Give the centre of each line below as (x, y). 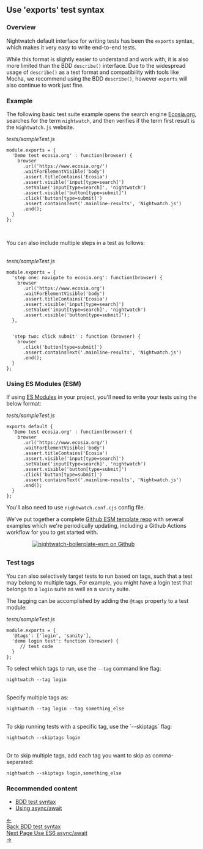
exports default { (30, 427)
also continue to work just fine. (45, 85)
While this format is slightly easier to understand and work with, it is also (98, 59)
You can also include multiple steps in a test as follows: (76, 242)
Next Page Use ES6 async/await (47, 833)
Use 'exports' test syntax (55, 10)
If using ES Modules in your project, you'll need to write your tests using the (102, 397)
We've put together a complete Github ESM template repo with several (95, 519)
